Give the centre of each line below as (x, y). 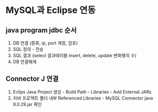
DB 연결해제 (25, 62)
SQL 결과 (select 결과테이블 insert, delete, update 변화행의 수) (75, 56)
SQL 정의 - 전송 (28, 49)
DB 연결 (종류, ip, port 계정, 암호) (45, 43)
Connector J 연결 (32, 79)
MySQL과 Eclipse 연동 (51, 10)
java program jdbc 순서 (41, 30)
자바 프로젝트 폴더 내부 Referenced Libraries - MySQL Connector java (83, 98)
